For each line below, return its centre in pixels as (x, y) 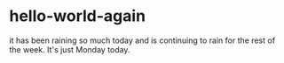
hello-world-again (78, 16)
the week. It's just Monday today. (70, 49)
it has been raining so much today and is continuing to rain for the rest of (142, 40)
